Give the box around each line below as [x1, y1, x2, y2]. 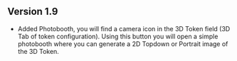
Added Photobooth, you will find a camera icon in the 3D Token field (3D [17, 24, 231, 33]
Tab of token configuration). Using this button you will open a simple [17, 32, 218, 40]
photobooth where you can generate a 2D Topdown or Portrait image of [17, 39, 228, 48]
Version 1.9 [7, 6, 58, 18]
